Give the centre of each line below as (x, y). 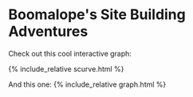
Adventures (48, 31)
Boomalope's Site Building (97, 15)
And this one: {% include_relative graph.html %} (87, 84)
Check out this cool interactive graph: (70, 53)
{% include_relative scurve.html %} (66, 68)
